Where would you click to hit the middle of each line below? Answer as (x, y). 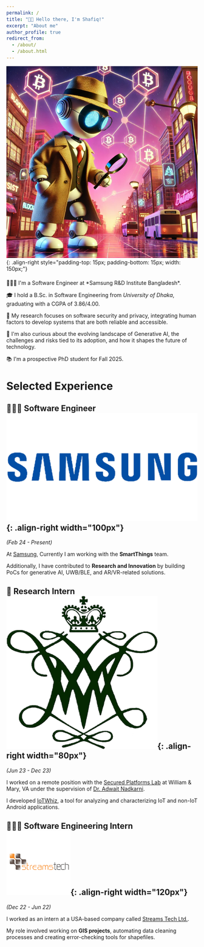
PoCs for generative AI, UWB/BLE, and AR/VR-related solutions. (86, 572)
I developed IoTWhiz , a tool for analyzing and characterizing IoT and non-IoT (102, 800)
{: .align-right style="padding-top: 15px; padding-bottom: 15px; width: (93, 262)
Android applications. (33, 807)
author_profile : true (34, 32)
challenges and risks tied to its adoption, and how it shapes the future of (97, 340)
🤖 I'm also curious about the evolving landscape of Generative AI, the (93, 334)
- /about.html (29, 52)
